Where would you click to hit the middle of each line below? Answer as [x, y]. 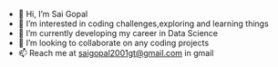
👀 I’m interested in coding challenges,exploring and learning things [143, 24]
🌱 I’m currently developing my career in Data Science [118, 33]
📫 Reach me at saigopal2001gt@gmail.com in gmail [116, 53]
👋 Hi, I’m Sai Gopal [53, 14]
